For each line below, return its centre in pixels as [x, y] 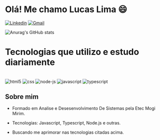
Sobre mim [22, 96]
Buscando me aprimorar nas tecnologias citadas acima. [68, 132]
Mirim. [19, 114]
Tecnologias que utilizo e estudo [72, 52]
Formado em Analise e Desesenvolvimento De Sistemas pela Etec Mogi [84, 108]
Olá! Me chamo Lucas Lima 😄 [66, 9]
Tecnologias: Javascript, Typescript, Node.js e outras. [66, 123]
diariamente [30, 62]
